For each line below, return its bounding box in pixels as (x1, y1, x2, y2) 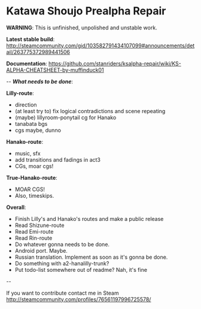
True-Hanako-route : (6, 174, 58, 181)
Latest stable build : (6, 35, 55, 43)
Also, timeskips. (14, 192, 54, 199)
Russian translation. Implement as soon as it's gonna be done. (14, 253, 168, 260)
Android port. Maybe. (14, 247, 68, 254)
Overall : (6, 204, 26, 211)
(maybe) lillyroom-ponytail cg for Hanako (14, 114, 117, 121)
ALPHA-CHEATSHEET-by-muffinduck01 (6, 66, 104, 73)
